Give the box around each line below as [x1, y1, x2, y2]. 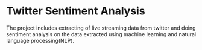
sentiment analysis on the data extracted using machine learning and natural [6, 30, 197, 37]
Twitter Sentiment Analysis [6, 4, 146, 18]
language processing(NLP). [6, 37, 74, 44]
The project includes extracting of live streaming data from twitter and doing [6, 24, 196, 31]
